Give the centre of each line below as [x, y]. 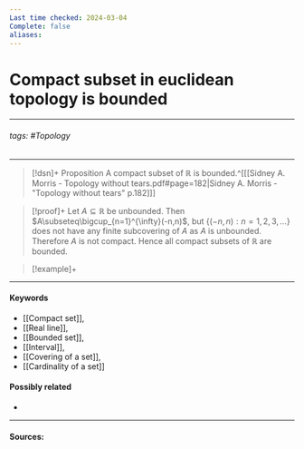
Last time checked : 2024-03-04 [68, 18]
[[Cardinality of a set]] [64, 366]
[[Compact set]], [53, 317]
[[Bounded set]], [53, 337]
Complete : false [40, 26]
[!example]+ [54, 268]
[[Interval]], [43, 347]
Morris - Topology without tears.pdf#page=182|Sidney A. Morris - [154, 183]
